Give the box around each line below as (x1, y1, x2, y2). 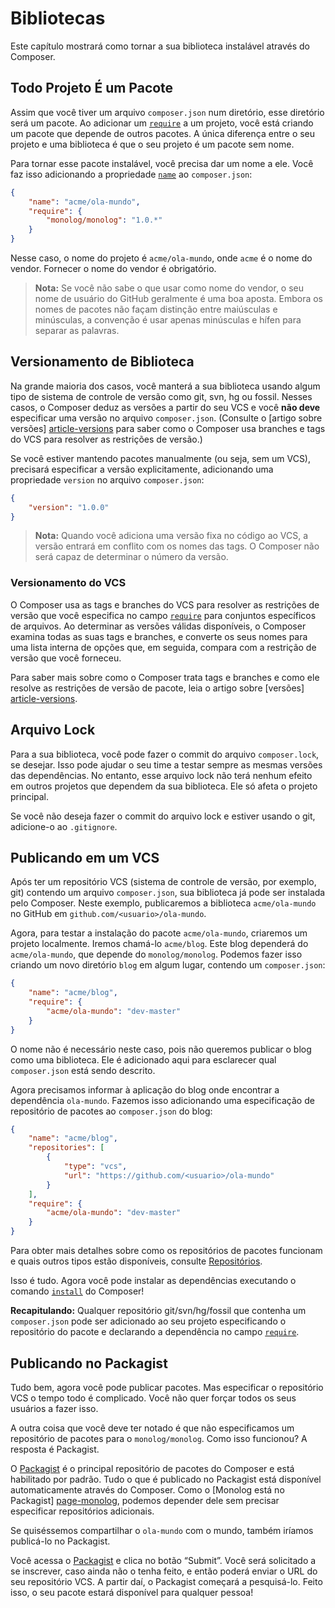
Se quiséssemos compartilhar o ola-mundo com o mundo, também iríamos (10, 1524, 314, 1536)
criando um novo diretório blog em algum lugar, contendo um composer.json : (10, 959, 326, 971)
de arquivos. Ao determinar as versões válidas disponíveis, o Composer (10, 620, 307, 632)
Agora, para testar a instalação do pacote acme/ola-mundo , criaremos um (10, 927, 308, 939)
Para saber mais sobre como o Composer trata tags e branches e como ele (10, 671, 320, 683)
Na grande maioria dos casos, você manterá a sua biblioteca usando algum (10, 380, 321, 392)
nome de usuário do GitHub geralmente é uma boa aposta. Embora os (34, 293, 323, 304)
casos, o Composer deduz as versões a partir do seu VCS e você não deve (10, 401, 321, 413)
